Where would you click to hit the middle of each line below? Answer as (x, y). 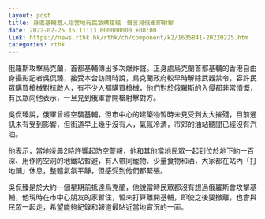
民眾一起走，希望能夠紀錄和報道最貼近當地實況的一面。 (98, 207)
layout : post (30, 15)
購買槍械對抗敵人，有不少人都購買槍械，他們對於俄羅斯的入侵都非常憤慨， (136, 88)
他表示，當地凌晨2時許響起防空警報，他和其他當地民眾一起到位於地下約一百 (131, 151)
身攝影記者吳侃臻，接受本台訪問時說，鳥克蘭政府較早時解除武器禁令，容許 (129, 78)
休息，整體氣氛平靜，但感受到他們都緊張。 (98, 171)
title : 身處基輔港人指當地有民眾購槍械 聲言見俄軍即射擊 (91, 23)
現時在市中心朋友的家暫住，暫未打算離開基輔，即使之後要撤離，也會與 (143, 197)
